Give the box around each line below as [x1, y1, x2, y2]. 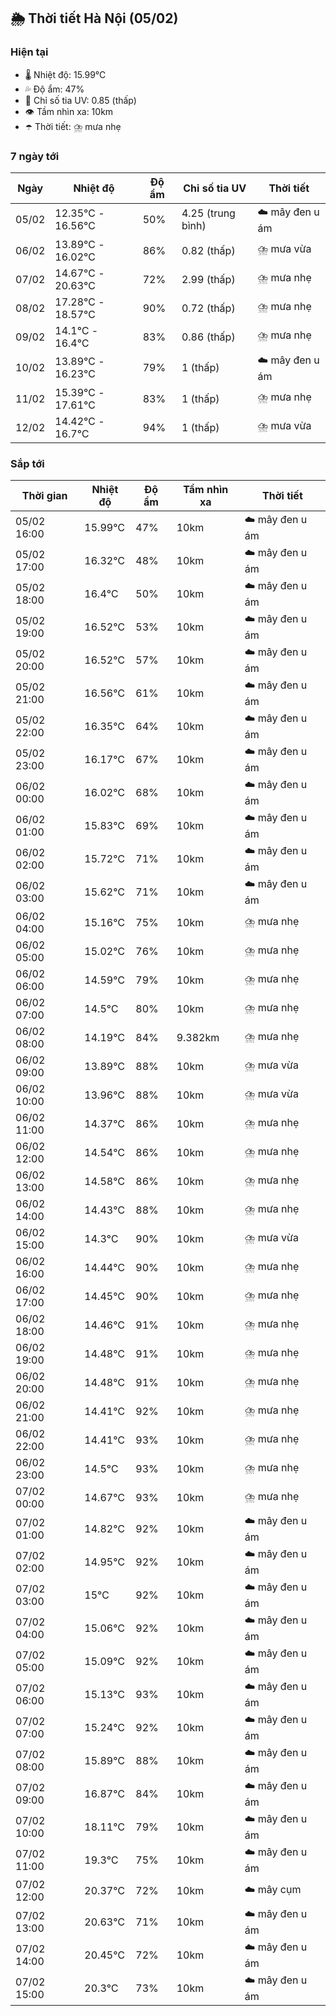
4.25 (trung [181, 206, 236, 220]
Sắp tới [10, 456, 45, 470]
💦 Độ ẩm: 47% [24, 83, 85, 95]
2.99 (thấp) [181, 272, 236, 286]
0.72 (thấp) [181, 301, 236, 315]
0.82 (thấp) [181, 243, 236, 257]
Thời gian [21, 489, 68, 503]
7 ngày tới [10, 149, 60, 163]
